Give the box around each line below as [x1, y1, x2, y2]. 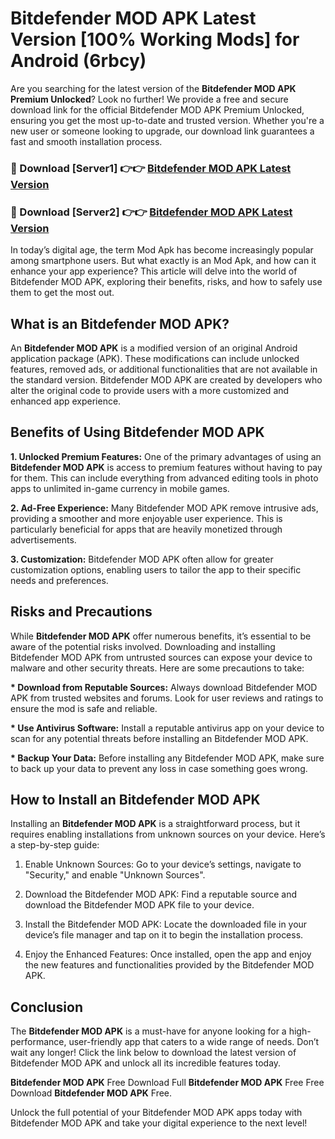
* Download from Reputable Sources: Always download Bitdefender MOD [10, 681, 318, 693]
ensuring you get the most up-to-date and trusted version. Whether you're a [10, 114, 325, 126]
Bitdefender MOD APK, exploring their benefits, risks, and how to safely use [10, 276, 323, 288]
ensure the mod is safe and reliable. [10, 702, 158, 714]
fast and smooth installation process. [10, 135, 163, 147]
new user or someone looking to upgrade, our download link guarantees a [10, 125, 315, 137]
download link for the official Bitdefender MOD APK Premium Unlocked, [10, 103, 305, 116]
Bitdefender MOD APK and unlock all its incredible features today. [10, 1057, 282, 1069]
